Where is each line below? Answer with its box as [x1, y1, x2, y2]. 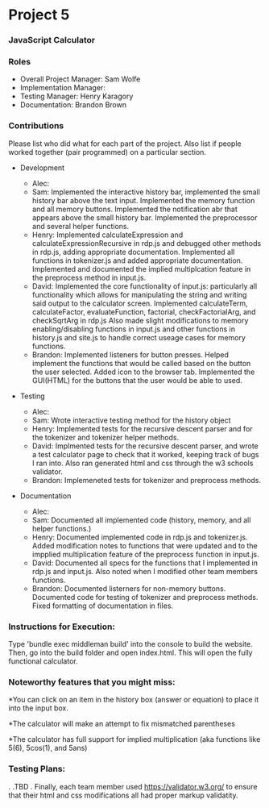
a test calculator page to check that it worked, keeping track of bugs [31, 449, 259, 459]
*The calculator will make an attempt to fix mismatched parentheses [8, 719, 236, 729]
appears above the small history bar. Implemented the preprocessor [31, 212, 258, 223]
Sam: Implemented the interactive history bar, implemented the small [31, 187, 260, 197]
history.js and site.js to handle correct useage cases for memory [31, 332, 246, 342]
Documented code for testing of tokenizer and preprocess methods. [31, 592, 259, 602]
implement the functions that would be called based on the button [31, 358, 251, 368]
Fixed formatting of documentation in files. [31, 601, 174, 610]
